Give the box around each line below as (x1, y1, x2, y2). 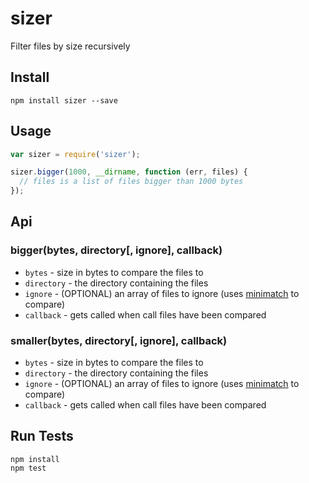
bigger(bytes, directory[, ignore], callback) (10, 243, 223, 257)
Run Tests (10, 428, 74, 445)
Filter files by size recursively (10, 40, 131, 52)
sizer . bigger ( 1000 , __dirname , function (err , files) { (10, 167, 248, 177)
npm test (10, 463, 47, 473)
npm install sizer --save (10, 95, 118, 106)
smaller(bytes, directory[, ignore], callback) (10, 333, 228, 347)
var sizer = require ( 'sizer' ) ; (10, 149, 141, 159)
